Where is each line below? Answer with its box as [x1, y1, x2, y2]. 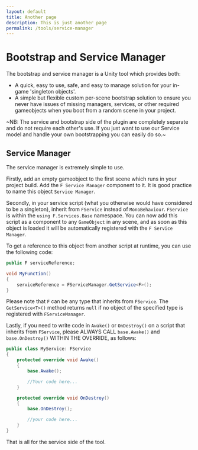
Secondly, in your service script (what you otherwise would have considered [6, 200, 193, 206]
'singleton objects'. [30, 88, 76, 95]
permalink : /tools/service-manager [6, 25, 94, 31]
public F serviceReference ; [6, 260, 76, 266]
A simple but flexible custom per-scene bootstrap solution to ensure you [14, 94, 191, 101]
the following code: [6, 249, 53, 255]
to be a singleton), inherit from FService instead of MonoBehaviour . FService [6, 205, 189, 213]
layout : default [6, 8, 46, 15]
